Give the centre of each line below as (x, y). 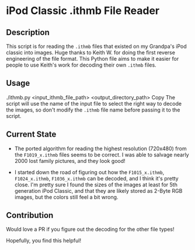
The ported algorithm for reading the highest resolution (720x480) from (100, 148)
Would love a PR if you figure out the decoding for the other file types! (90, 230)
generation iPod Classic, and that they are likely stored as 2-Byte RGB (98, 190)
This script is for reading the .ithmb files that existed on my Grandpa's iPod (96, 46)
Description (28, 32)
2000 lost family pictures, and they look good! (70, 161)
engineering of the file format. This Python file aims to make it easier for (93, 59)
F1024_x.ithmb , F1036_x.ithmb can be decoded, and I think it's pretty (97, 178)
